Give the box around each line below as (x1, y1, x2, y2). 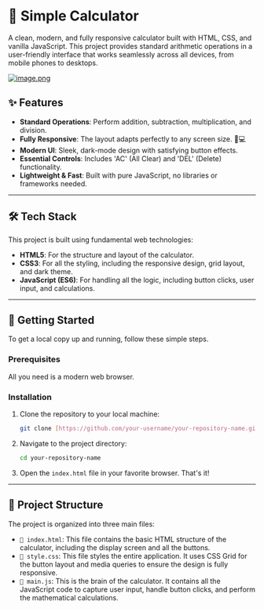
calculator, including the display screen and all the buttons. (19, 542, 211, 552)
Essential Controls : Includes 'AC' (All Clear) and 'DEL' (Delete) (19, 153, 222, 163)
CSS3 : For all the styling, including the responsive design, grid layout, (19, 259, 245, 268)
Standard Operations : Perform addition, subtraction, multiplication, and (19, 117, 251, 127)
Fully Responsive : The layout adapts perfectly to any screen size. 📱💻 (19, 134, 246, 144)
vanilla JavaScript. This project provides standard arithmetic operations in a (8, 41, 253, 50)
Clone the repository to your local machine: (19, 409, 159, 419)
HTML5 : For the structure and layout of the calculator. (19, 250, 195, 259)
